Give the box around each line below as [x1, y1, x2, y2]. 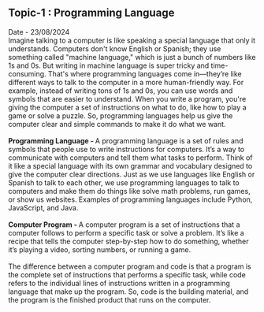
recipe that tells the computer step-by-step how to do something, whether [8, 236, 250, 246]
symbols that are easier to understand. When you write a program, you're [8, 94, 247, 103]
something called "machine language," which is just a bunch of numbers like [8, 52, 256, 61]
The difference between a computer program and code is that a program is [8, 262, 251, 271]
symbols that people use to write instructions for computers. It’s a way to [8, 144, 245, 154]
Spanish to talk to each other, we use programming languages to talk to [8, 177, 240, 188]
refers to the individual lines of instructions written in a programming [8, 278, 231, 288]
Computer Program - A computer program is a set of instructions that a [8, 220, 240, 229]
